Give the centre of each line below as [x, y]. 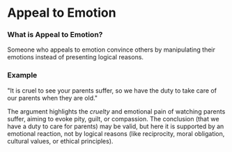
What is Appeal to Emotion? [55, 35]
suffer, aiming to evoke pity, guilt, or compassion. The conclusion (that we [113, 119]
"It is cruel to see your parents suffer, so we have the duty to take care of [112, 90]
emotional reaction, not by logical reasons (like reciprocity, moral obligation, [116, 133]
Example [22, 75]
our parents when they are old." [53, 98]
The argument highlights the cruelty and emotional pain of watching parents [116, 111]
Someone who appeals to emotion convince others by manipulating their [111, 50]
